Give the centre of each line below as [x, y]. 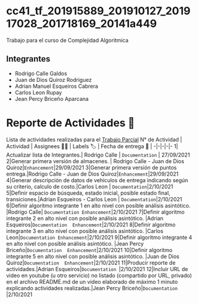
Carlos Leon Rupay [38, 92]
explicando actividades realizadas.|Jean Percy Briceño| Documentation [92, 288]
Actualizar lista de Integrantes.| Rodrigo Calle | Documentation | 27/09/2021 [98, 155]
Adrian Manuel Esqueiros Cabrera [57, 86]
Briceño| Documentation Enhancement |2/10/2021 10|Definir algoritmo [89, 250]
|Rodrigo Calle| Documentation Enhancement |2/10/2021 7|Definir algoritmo [95, 212]
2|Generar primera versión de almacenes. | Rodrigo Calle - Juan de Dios [95, 161]
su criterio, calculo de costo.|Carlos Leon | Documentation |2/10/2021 [90, 186]
